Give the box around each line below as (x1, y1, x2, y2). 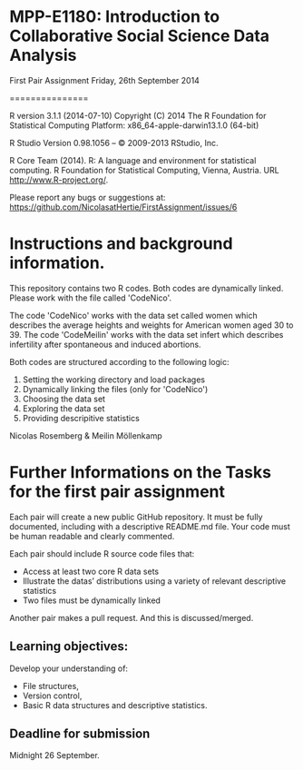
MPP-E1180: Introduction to (9, 6, 220, 27)
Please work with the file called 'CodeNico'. (9, 292, 172, 303)
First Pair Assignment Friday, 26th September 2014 (9, 74, 200, 85)
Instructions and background (9, 233, 233, 254)
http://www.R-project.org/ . (9, 174, 109, 185)
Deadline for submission (9, 726, 151, 742)
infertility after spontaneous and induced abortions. (9, 339, 201, 350)
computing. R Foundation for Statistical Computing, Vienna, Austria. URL (9, 164, 279, 175)
